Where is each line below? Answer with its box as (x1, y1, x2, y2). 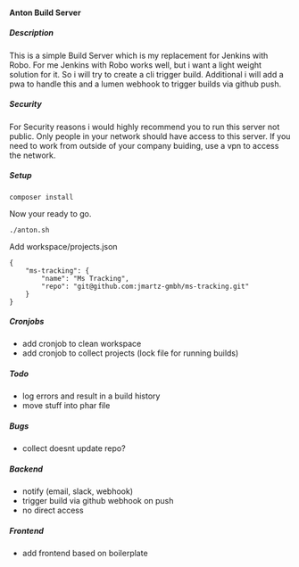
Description (9, 28, 54, 38)
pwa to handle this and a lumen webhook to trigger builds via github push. (9, 78, 282, 89)
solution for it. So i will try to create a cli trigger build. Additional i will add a (9, 69, 284, 79)
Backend (9, 464, 43, 474)
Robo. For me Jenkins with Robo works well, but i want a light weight (9, 59, 262, 70)
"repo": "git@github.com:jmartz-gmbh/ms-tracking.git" (41, 282, 250, 291)
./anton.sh (9, 226, 50, 234)
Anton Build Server (9, 7, 82, 18)
